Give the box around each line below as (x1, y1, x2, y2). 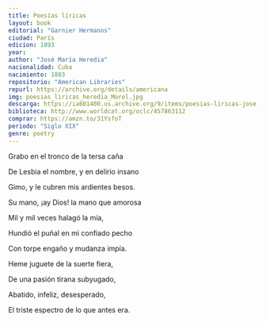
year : (8, 48, 26, 56)
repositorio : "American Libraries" (8, 78, 126, 86)
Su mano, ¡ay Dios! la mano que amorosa (8, 197, 142, 207)
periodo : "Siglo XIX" (8, 122, 80, 130)
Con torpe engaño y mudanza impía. (8, 243, 127, 253)
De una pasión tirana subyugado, (8, 274, 116, 284)
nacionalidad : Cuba (8, 63, 73, 71)
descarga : (8, 100, 41, 108)
